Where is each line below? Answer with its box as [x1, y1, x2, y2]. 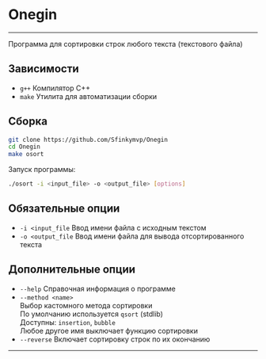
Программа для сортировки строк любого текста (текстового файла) [8, 39, 243, 48]
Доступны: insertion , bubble [19, 317, 116, 327]
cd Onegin [8, 143, 41, 151]
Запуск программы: [8, 165, 76, 174]
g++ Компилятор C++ [19, 83, 91, 93]
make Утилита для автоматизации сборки [19, 91, 158, 101]
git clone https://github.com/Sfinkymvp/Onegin [8, 136, 169, 143]
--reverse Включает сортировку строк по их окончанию [19, 334, 211, 344]
